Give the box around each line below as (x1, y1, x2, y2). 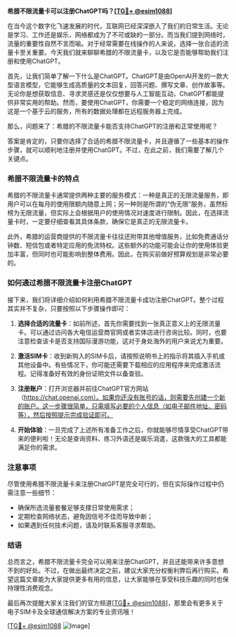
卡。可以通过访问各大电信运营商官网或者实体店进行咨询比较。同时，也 (17, 328, 221, 336)
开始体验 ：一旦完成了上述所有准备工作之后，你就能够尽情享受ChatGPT (17, 425, 223, 434)
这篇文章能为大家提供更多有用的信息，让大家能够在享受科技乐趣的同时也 (13, 575, 223, 584)
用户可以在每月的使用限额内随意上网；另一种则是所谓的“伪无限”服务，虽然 (7, 200, 223, 208)
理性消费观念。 (13, 584, 57, 593)
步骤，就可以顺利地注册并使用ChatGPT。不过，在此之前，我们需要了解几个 (7, 146, 225, 154)
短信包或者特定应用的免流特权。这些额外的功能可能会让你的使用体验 (25, 241, 223, 250)
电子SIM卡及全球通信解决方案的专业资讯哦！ (7, 607, 136, 616)
